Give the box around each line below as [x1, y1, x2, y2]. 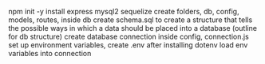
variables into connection [8, 49, 92, 58]
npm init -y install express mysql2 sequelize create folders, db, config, [8, 7, 239, 16]
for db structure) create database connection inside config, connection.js [8, 32, 249, 41]
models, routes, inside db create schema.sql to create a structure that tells [8, 15, 253, 24]
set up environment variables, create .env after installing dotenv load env [8, 40, 248, 50]
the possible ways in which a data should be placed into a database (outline [8, 24, 258, 32]
